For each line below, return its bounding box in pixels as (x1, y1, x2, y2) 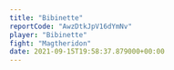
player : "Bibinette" (9, 30, 88, 39)
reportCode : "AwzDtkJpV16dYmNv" (9, 22, 132, 31)
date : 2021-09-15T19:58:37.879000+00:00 (9, 47, 166, 56)
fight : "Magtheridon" (9, 38, 92, 48)
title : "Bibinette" (9, 13, 84, 23)
